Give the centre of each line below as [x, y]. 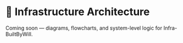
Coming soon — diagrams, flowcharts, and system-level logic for [84, 28]
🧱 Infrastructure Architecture [78, 12]
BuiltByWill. [19, 34]
